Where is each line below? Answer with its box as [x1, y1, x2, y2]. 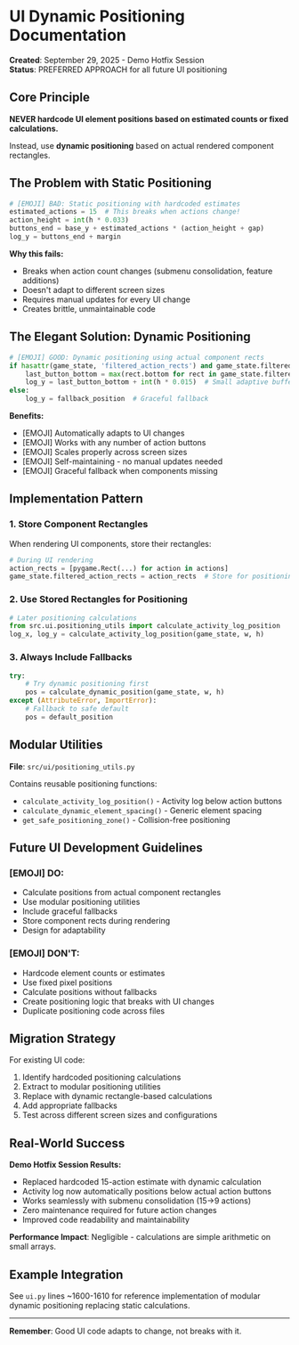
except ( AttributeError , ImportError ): [9, 697, 158, 705]
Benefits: [9, 411, 44, 420]
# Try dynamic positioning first [25, 680, 149, 689]
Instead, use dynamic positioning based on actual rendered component [9, 140, 274, 151]
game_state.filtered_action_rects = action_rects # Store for [9, 572, 249, 581]
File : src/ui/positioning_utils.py [9, 761, 135, 771]
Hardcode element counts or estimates [21, 967, 166, 978]
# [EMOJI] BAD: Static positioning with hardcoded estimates [9, 199, 241, 208]
